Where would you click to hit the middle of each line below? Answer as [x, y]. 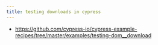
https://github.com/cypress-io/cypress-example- [76, 29]
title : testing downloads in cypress [54, 12]
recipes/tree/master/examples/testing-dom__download [83, 35]
